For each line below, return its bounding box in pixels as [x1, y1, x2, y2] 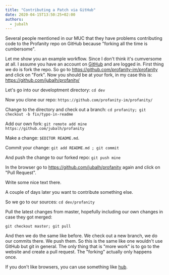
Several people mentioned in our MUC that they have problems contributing [5, 35, 162, 41]
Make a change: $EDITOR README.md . [5, 135, 80, 141]
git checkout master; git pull [5, 224, 71, 229]
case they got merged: [5, 214, 52, 220]
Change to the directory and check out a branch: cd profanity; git [5, 106, 146, 113]
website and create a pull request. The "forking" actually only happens [5, 249, 152, 255]
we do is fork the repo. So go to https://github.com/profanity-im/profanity [5, 67, 158, 73]
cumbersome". [5, 46, 36, 52]
